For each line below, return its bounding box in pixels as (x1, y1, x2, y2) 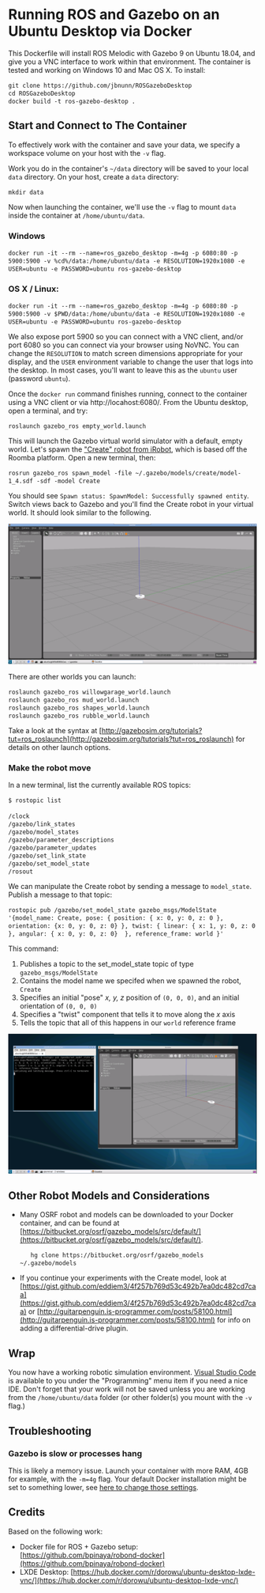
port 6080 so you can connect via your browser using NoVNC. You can (8, 340, 239, 350)
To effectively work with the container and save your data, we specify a (8, 140, 241, 149)
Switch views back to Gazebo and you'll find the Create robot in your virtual (8, 500, 254, 509)
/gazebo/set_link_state (8, 852, 87, 860)
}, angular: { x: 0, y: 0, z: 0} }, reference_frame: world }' (8, 930, 224, 938)
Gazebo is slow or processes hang (8, 1447, 143, 1459)
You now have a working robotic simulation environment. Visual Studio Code (8, 1368, 256, 1377)
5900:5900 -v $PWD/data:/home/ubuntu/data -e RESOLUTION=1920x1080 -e (8, 310, 245, 318)
